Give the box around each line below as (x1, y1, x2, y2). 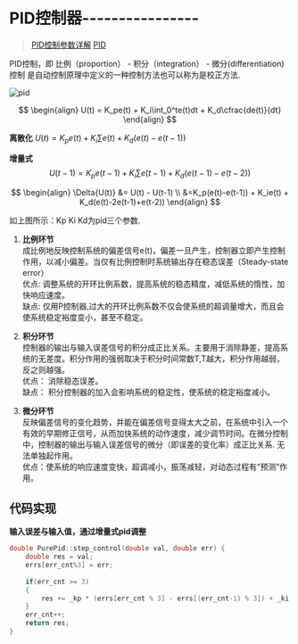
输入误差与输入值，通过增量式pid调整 (9, 526, 147, 537)
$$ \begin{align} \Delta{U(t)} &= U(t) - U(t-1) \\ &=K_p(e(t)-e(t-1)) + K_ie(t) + (10, 186, 290, 197)
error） (21, 267, 49, 277)
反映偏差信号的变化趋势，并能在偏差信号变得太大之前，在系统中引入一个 (21, 417, 288, 427)
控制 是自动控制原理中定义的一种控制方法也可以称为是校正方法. (9, 69, 241, 80)
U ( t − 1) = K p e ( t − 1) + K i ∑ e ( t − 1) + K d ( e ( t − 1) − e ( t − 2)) (48, 167, 252, 180)
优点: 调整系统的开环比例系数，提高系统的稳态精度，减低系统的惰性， (21, 278, 277, 289)
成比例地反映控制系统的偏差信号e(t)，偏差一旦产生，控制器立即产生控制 (21, 244, 286, 255)
